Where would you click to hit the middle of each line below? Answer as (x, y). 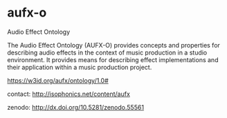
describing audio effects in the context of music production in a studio (107, 52)
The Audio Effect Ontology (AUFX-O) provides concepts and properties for (113, 45)
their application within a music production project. (80, 67)
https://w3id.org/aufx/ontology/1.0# (58, 80)
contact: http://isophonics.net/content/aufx (69, 94)
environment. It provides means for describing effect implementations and (113, 59)
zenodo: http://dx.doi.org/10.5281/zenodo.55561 (75, 107)
